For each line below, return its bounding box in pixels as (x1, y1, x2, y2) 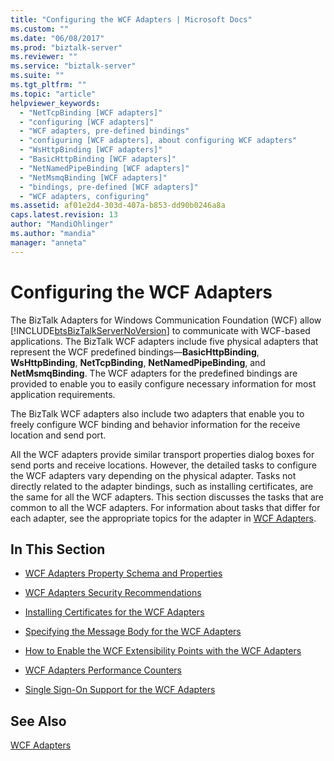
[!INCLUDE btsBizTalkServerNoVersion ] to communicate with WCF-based (10, 324, 311, 336)
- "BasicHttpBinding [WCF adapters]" (19, 154, 177, 164)
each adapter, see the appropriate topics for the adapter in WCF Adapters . (10, 512, 317, 524)
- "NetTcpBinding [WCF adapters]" (19, 107, 163, 118)
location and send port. (10, 429, 107, 441)
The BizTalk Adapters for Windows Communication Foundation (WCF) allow (10, 314, 322, 326)
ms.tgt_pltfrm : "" (10, 80, 87, 90)
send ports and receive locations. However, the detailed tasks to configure (10, 459, 317, 471)
